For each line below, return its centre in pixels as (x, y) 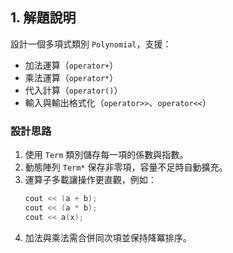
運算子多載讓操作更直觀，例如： (90, 180)
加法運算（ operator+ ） (71, 65)
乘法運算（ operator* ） (71, 77)
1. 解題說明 (43, 18)
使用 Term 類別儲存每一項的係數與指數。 (106, 155)
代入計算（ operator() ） (73, 90)
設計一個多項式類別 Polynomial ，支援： (91, 44)
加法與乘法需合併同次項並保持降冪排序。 (108, 237)
